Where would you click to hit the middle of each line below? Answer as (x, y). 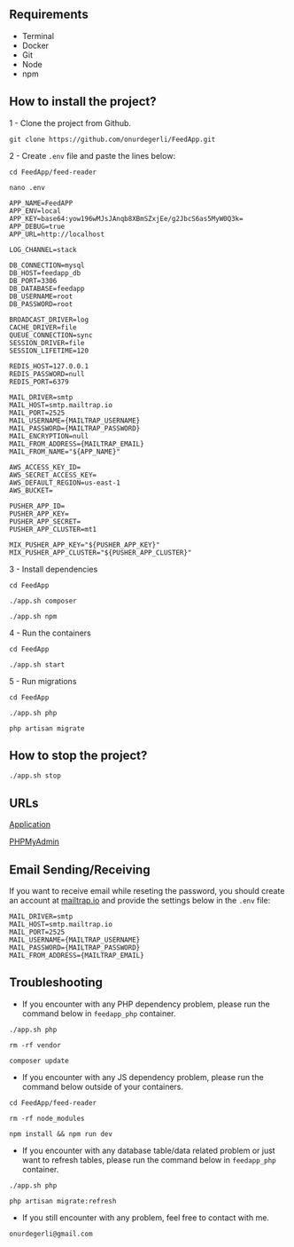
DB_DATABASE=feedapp (47, 288)
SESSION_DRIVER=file (47, 343)
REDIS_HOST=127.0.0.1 (49, 366)
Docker (35, 45)
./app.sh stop (35, 776)
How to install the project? (83, 102)
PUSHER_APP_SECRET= (45, 521)
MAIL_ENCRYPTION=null (49, 436)
